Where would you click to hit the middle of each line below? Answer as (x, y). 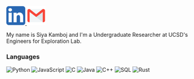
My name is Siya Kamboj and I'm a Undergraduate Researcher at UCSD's (97, 35)
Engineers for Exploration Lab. (44, 41)
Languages (23, 57)
